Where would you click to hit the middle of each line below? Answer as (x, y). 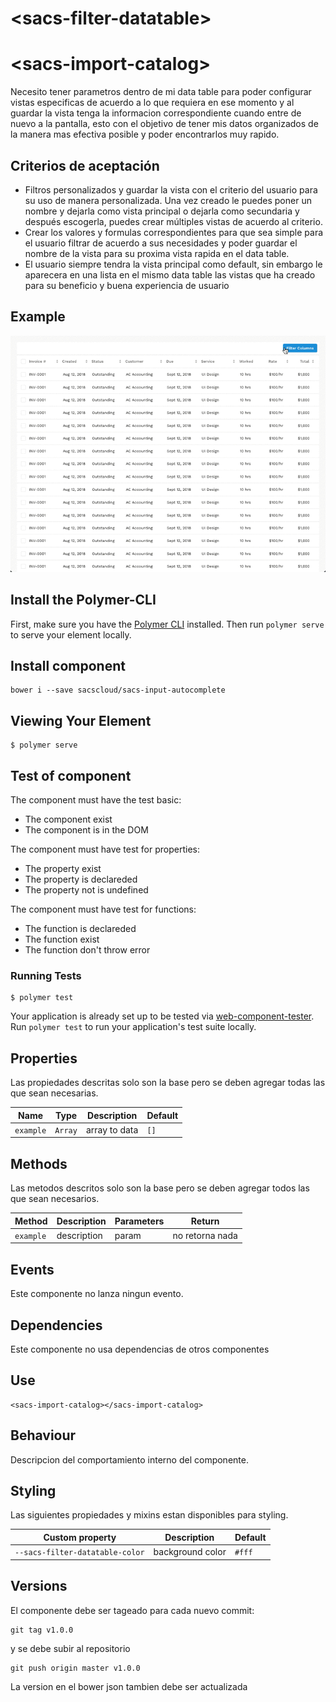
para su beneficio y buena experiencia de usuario (127, 285)
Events (32, 1269)
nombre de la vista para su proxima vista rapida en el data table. (157, 253)
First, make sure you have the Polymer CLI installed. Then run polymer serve (167, 624)
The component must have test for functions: (103, 909)
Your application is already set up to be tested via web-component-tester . (162, 1016)
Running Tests (46, 975)
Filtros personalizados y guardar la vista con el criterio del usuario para (171, 189)
